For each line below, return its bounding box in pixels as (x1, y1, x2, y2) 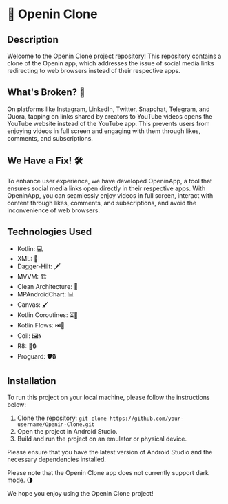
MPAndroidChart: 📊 (17, 290, 74, 299)
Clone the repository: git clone (17, 414, 107, 423)
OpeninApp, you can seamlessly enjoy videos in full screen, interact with (7, 191, 214, 199)
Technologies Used (7, 226, 92, 238)
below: (7, 401, 26, 409)
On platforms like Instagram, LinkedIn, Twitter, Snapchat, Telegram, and (7, 105, 210, 113)
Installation (7, 375, 56, 387)
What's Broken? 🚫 (7, 86, 86, 99)
